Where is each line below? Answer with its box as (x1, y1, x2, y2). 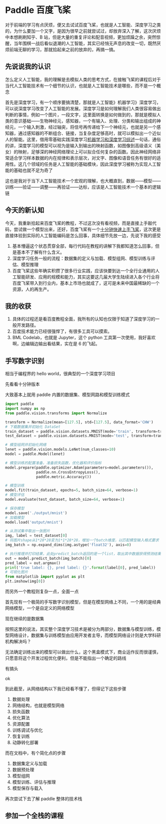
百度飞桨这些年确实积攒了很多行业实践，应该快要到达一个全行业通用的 (12, 267, 156, 273)
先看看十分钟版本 (5, 381, 40, 387)
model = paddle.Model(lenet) (5, 452, 65, 457)
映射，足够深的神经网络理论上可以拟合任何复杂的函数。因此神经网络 (18, 149, 157, 155)
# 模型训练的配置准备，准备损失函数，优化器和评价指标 (5, 460, 102, 465)
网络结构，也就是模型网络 (12, 702, 65, 708)
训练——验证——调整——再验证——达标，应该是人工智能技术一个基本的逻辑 (5, 184, 161, 190)
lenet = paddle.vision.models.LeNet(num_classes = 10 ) (5, 447, 116, 452)
